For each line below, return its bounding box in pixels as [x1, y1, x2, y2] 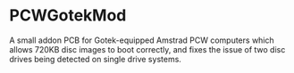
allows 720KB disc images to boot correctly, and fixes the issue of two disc [9, 44, 286, 54]
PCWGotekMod [9, 5, 127, 26]
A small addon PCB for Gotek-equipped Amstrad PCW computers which [9, 35, 274, 45]
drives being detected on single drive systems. [9, 53, 181, 64]
